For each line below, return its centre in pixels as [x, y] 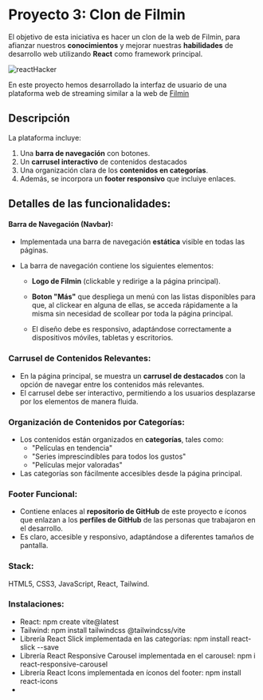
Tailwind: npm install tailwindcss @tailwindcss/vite [102, 630]
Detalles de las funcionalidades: [90, 204]
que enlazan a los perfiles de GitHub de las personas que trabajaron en [138, 520]
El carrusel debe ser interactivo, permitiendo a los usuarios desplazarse [137, 392]
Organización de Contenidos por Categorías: [96, 422]
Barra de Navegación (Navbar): [61, 224]
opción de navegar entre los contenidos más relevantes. [112, 384]
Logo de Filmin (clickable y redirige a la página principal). [126, 281]
